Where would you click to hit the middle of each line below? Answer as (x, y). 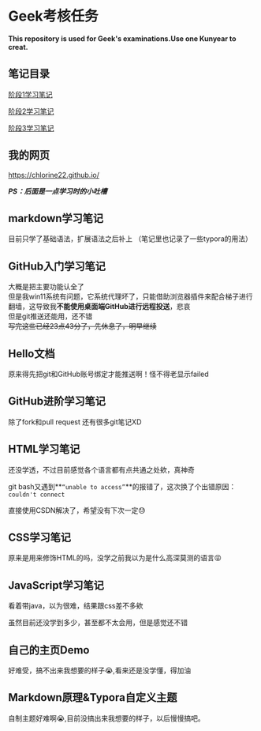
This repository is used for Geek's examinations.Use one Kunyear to (122, 38)
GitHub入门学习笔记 (57, 266)
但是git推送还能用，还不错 (50, 316)
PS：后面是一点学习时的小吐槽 (58, 191)
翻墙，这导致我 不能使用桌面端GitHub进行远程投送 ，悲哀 (99, 307)
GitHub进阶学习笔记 (57, 401)
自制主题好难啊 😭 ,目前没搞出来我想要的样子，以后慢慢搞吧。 (106, 718)
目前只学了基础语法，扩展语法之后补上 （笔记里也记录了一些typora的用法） (130, 239)
